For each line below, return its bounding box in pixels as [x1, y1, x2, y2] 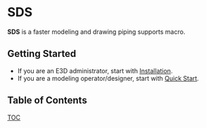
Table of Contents [7, 94, 88, 106]
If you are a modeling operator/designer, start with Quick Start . [17, 74, 199, 82]
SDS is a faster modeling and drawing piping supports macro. [7, 27, 186, 36]
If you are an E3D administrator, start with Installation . [17, 66, 173, 75]
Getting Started [7, 48, 77, 60]
